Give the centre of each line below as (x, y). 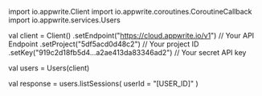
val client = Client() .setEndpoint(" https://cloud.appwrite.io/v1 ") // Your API (131, 36)
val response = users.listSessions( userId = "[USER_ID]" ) (103, 84)
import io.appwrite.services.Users (64, 20)
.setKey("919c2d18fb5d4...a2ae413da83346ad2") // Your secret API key (127, 52)
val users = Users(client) (49, 68)
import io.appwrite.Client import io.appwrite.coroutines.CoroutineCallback (130, 12)
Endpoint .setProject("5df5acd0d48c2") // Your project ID (104, 44)
